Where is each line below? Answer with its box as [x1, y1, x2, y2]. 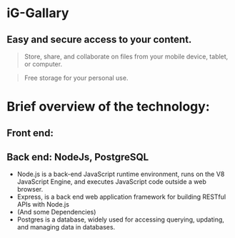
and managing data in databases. [16, 223, 116, 232]
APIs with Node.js [16, 200, 69, 209]
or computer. [24, 60, 62, 68]
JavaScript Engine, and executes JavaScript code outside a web [16, 177, 206, 186]
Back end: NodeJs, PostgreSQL [6, 151, 149, 163]
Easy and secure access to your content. [6, 33, 192, 46]
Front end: [6, 127, 54, 139]
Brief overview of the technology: [6, 98, 210, 115]
